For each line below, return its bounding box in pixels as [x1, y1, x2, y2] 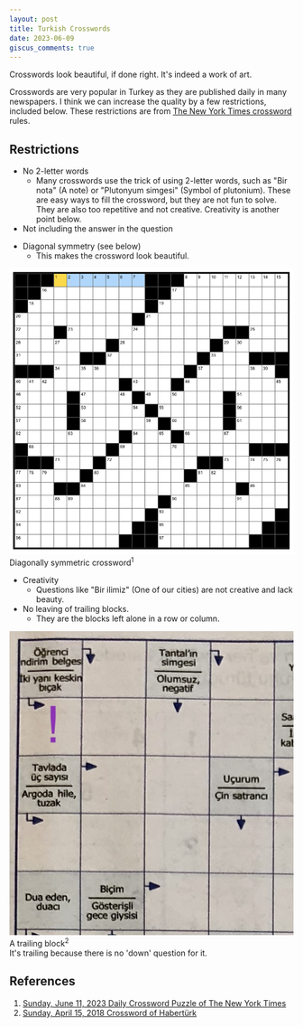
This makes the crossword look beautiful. [35, 250, 189, 261]
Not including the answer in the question [22, 223, 173, 234]
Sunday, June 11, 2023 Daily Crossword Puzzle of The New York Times [22, 997, 287, 1008]
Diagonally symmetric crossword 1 [9, 556, 134, 568]
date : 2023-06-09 [9, 33, 75, 42]
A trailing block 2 [9, 937, 69, 949]
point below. [35, 213, 82, 225]
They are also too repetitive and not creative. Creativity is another [35, 204, 280, 215]
